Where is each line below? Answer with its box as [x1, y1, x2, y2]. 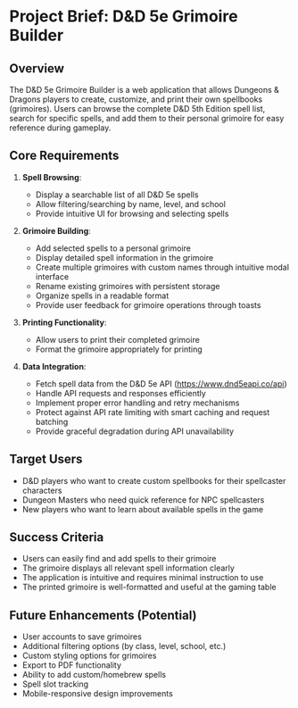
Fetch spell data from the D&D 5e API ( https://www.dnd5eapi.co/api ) [35, 378, 287, 389]
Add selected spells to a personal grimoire [35, 243, 192, 254]
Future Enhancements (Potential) [9, 607, 197, 622]
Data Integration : [21, 361, 87, 371]
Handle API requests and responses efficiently [35, 387, 207, 398]
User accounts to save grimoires [21, 631, 143, 642]
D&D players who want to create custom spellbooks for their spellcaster [21, 475, 286, 486]
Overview [9, 61, 65, 76]
